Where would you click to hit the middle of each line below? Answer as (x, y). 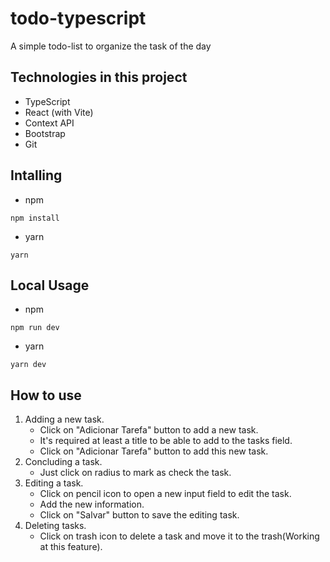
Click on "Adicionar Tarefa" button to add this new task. (154, 451)
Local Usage (50, 285)
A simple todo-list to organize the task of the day (111, 46)
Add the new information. (92, 504)
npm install (35, 218)
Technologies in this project (99, 77)
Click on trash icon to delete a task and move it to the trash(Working (179, 536)
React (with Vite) (59, 112)
